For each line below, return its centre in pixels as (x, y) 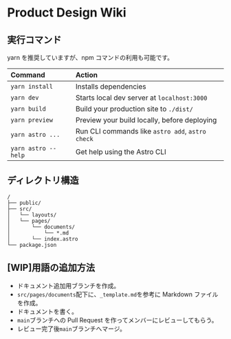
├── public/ (24, 203)
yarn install (32, 86)
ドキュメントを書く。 (47, 311)
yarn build (28, 109)
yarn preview (32, 120)
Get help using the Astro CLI (121, 152)
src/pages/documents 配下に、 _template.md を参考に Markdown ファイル (118, 294)
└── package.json (32, 245)
